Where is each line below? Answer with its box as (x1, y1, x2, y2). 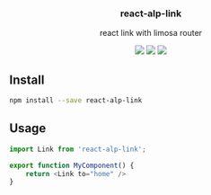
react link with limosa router (99, 28, 203, 39)
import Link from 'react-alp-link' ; (9, 145, 146, 154)
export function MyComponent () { (9, 161, 135, 170)
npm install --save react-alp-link (9, 96, 143, 105)
